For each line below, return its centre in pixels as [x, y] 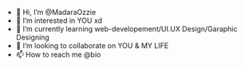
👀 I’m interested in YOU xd [59, 20]
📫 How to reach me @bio [58, 54]
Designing [32, 37]
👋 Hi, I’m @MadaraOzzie [56, 12]
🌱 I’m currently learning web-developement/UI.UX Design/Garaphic [126, 29]
